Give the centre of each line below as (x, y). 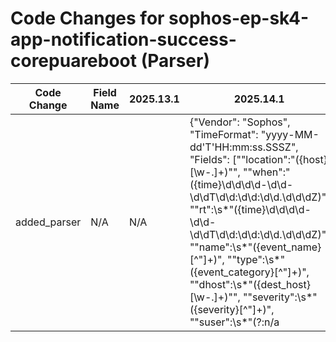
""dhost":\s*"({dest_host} (250, 284)
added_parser (48, 222)
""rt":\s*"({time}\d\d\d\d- (250, 209)
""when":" (266, 172)
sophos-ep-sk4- (239, 18)
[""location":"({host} (280, 159)
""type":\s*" (256, 259)
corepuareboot (74, 61)
